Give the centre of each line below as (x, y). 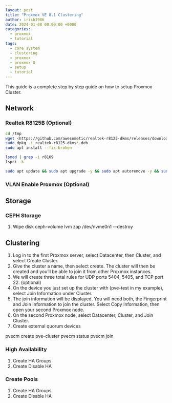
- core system (25, 48)
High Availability (26, 350)
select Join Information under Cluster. (52, 294)
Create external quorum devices (47, 326)
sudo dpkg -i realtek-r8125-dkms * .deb (47, 143)
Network (20, 108)
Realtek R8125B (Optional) (39, 123)
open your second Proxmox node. (48, 310)
